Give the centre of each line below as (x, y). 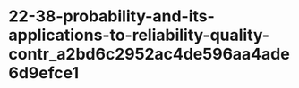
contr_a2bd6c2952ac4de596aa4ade (149, 54)
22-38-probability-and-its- (112, 16)
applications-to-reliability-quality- (139, 35)
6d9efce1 (44, 73)
